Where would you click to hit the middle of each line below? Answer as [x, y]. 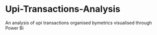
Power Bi [15, 28]
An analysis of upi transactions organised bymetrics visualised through [79, 23]
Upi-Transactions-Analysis [63, 9]
